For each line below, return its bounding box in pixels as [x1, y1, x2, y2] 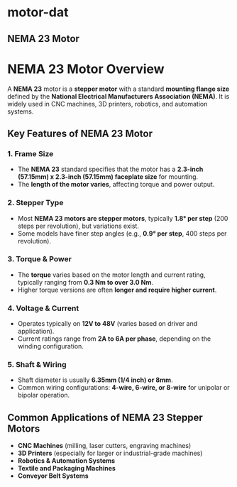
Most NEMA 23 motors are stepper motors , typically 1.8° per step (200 [17, 214, 228, 222]
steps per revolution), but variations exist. [17, 221, 140, 230]
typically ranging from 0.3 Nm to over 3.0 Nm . [17, 278, 154, 286]
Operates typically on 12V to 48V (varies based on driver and [17, 319, 198, 328]
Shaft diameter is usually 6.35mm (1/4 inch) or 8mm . [17, 376, 173, 384]
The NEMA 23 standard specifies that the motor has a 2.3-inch [17, 165, 204, 174]
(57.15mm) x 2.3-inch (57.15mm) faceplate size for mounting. [17, 173, 199, 181]
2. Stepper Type [7, 198, 64, 208]
